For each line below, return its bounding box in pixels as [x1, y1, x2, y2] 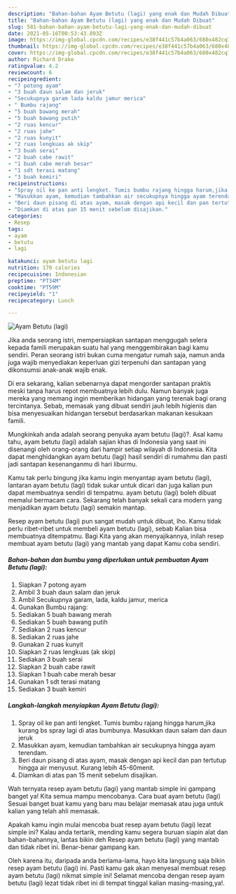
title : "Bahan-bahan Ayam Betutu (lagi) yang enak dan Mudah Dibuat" [8, 17, 216, 24]
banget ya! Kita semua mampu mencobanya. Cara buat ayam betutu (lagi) [8, 792, 221, 801]
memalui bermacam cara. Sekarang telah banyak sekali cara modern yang [8, 496, 223, 505]
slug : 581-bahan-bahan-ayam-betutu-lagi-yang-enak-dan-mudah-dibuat [8, 23, 212, 30]
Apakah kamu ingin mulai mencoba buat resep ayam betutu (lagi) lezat [8, 820, 211, 829]
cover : [8, 50, 27, 57]
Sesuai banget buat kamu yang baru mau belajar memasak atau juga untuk [8, 799, 223, 808]
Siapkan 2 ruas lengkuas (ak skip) [18, 648, 116, 656]
